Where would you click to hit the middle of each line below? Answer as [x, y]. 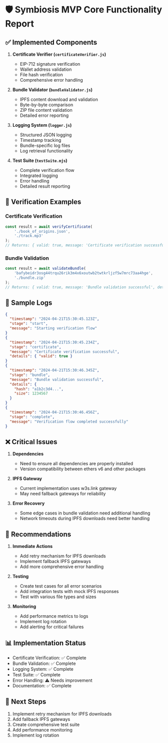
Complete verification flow [47, 170]
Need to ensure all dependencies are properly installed [76, 464]
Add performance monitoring [42, 729]
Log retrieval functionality [46, 151]
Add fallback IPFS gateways [41, 719]
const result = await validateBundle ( [45, 269]
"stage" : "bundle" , [30, 375]
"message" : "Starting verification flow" [53, 328]
